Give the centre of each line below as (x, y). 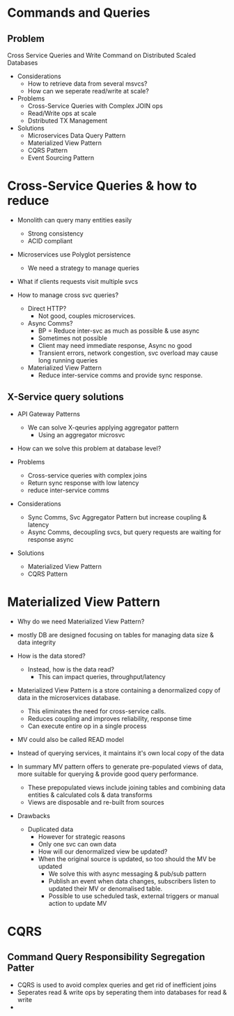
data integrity (37, 642)
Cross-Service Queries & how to (102, 186)
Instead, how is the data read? (71, 669)
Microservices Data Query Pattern (77, 135)
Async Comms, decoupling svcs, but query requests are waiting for (124, 532)
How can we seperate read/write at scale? (88, 91)
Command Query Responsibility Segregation (106, 957)
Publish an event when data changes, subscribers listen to (132, 881)
